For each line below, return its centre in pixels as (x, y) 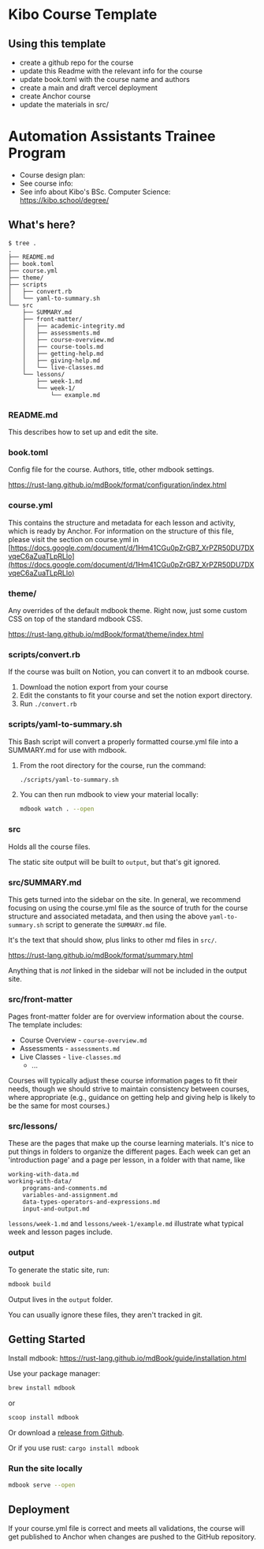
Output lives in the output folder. (60, 1299)
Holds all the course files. (49, 847)
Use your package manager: (54, 1374)
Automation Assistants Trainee (112, 137)
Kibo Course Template (83, 15)
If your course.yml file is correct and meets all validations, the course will (127, 1528)
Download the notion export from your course (94, 687)
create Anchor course (55, 96)
